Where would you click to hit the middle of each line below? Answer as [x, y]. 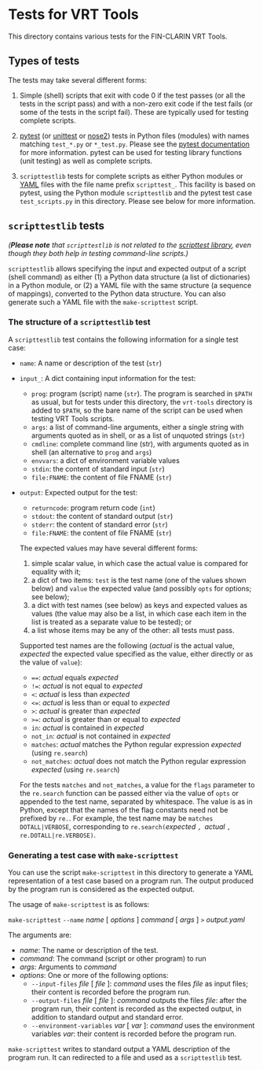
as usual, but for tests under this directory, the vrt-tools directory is [142, 402]
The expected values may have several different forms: [109, 548]
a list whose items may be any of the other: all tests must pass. [133, 630]
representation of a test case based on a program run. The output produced [131, 881]
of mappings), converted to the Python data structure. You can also [117, 294]
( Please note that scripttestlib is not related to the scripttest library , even [130, 245]
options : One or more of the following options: [94, 976]
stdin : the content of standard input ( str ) [98, 468]
